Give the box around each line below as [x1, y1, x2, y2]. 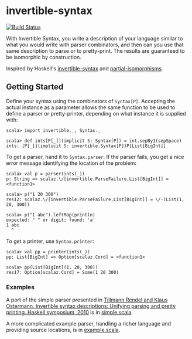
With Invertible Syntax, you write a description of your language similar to [6, 35, 183, 42]
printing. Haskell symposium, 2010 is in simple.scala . [6, 309, 133, 316]
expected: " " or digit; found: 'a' [6, 217, 95, 223]
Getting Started [6, 82, 64, 92]
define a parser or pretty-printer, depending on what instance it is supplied [6, 110, 186, 117]
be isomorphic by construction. [6, 53, 82, 60]
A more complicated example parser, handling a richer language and [6, 320, 172, 327]
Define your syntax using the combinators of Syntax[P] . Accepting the [6, 97, 176, 104]
